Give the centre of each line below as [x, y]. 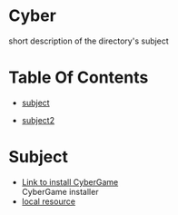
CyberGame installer [60, 191]
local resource [49, 201]
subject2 [38, 120]
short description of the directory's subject [89, 41]
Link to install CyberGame [70, 181]
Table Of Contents [79, 78]
